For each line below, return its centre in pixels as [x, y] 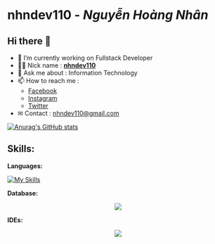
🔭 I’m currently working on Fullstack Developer [85, 58]
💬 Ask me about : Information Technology [78, 73]
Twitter [38, 106]
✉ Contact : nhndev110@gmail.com [68, 113]
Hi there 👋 [29, 41]
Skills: [21, 149]
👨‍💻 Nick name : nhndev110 [57, 65]
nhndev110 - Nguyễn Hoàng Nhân [108, 15]
